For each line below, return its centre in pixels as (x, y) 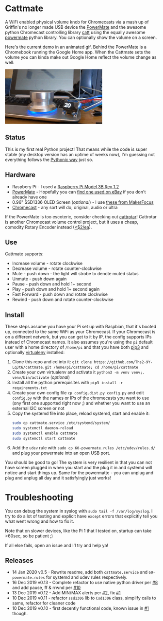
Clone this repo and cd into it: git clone (52, 362)
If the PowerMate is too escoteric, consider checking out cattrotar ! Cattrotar (81, 216)
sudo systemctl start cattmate (44, 438)
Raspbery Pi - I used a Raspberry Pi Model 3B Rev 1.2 (65, 186)
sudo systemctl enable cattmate (45, 433)
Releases (19, 560)
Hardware (20, 175)
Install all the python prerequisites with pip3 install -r (67, 383)
